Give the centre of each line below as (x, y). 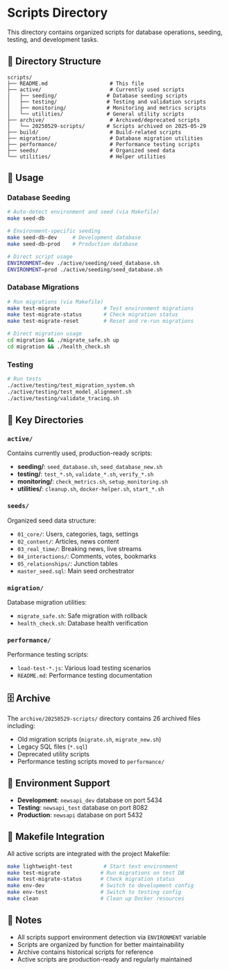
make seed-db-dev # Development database (74, 238)
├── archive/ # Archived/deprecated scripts (103, 120)
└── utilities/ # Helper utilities (87, 157)
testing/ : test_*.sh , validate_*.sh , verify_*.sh (85, 474)
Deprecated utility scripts (53, 754)
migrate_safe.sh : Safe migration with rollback (82, 615)
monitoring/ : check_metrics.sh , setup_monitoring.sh (93, 482)
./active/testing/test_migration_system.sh (71, 385)
